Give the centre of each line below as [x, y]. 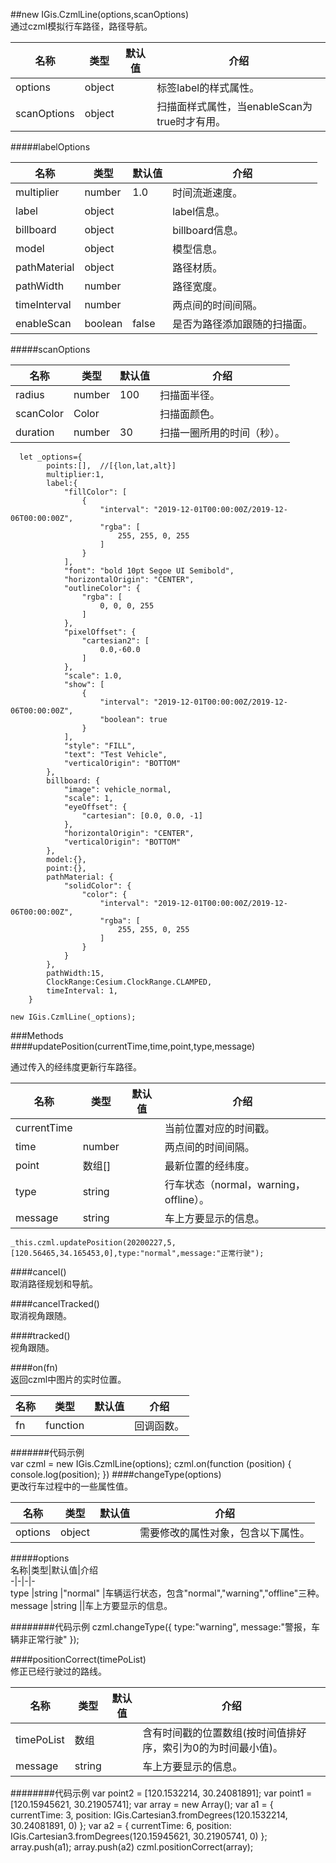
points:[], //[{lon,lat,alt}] [111, 466]
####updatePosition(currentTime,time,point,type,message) [133, 1046]
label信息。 [199, 211]
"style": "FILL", [100, 746]
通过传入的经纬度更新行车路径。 [76, 1067]
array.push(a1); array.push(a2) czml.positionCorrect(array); [132, 1847]
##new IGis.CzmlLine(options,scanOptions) [100, 14]
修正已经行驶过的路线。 [58, 1671]
